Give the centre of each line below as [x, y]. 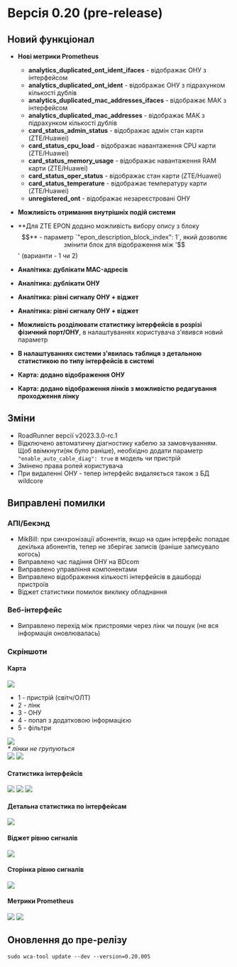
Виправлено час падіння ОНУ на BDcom [78, 561]
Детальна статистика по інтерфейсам [67, 806]
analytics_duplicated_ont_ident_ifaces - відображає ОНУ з [117, 70]
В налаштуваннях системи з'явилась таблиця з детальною [110, 353]
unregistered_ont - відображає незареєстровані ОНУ [109, 198]
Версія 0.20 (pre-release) [85, 13]
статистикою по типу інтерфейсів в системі [86, 361]
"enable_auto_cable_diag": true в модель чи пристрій [99, 458]
